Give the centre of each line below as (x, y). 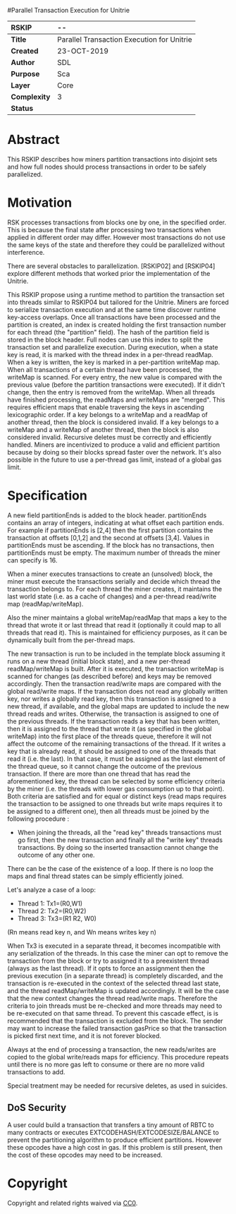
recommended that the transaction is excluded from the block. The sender (115, 1021)
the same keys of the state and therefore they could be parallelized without (116, 245)
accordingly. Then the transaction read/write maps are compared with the (114, 683)
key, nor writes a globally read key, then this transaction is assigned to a (112, 699)
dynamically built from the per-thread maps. (71, 640)
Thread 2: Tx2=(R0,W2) (52, 910)
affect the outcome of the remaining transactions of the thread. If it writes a (117, 743)
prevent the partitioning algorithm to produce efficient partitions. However (114, 1140)
